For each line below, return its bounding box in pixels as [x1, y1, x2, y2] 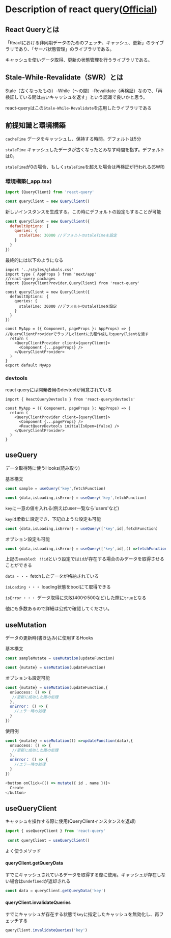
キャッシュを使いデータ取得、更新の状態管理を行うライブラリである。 [5, 57, 153, 63]
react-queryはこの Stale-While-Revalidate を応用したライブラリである [5, 104, 152, 111]
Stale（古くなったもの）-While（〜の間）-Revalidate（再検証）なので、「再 [5, 88, 163, 94]
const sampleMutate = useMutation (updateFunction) [5, 656, 115, 661]
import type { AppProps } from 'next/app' [5, 272, 97, 277]
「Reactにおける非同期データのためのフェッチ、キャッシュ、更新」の [5, 40, 151, 45]
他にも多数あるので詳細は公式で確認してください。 [5, 605, 112, 612]
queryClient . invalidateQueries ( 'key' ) [5, 928, 88, 933]
